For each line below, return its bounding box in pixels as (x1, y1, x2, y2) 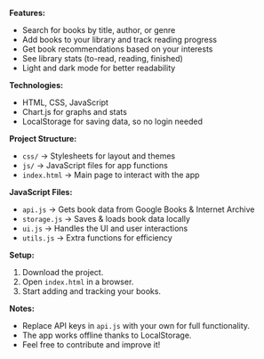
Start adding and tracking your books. (21, 286, 162, 297)
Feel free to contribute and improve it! (21, 339, 161, 350)
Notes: (9, 303, 36, 314)
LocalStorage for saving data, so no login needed (21, 116, 203, 126)
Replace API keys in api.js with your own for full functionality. (21, 321, 251, 330)
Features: (9, 8, 46, 18)
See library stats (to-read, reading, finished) (21, 53, 184, 63)
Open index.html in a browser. (21, 276, 134, 287)
